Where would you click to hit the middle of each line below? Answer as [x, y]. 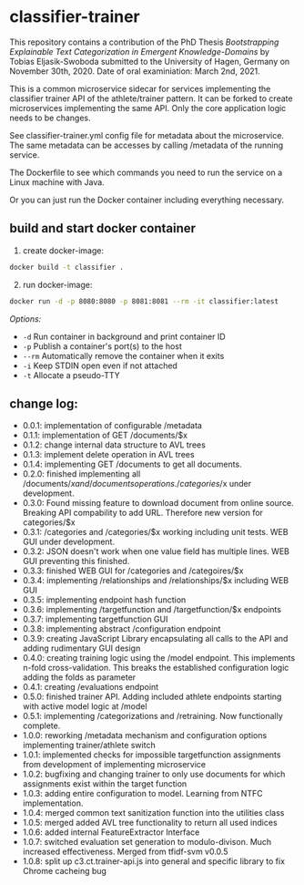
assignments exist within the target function [105, 784]
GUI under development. [69, 542]
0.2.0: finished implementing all [81, 474]
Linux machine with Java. [57, 182]
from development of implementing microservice [114, 765]
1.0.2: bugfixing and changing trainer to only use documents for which [154, 774]
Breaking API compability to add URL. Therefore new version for [143, 513]
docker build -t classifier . [67, 267]
